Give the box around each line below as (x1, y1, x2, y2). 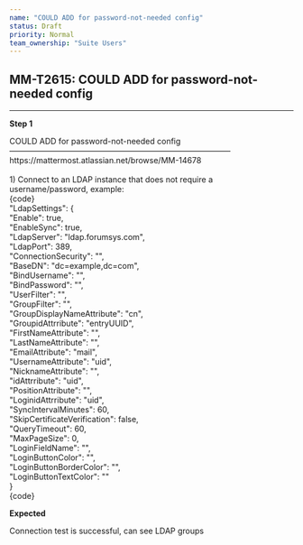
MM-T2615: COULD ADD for (9, 71, 169, 87)
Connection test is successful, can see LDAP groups (9, 525, 205, 537)
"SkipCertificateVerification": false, (9, 414, 139, 425)
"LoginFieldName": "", (9, 443, 91, 454)
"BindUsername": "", (9, 270, 86, 281)
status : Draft (9, 22, 63, 31)
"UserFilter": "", (9, 290, 68, 300)
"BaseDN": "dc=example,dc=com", (9, 261, 140, 272)
